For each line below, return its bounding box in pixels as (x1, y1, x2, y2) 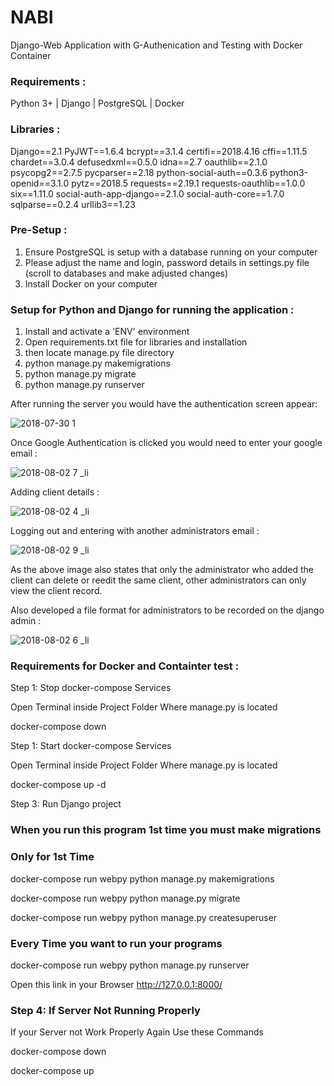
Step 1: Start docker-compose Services (10, 740, 172, 752)
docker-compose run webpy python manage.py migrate (10, 892, 241, 904)
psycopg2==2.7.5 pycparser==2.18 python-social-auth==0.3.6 (10, 166, 268, 178)
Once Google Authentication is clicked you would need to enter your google (10, 437, 323, 449)
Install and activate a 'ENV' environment (24, 326, 190, 338)
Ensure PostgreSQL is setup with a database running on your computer (24, 246, 318, 258)
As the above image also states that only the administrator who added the (10, 564, 314, 576)
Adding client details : (10, 486, 100, 498)
